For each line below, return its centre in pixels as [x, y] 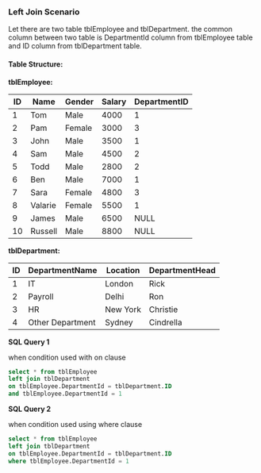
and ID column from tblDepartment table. [75, 46]
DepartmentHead [182, 270]
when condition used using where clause [75, 424]
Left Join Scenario [44, 12]
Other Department [62, 322]
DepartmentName [63, 270]
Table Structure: [36, 64]
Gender [79, 102]
